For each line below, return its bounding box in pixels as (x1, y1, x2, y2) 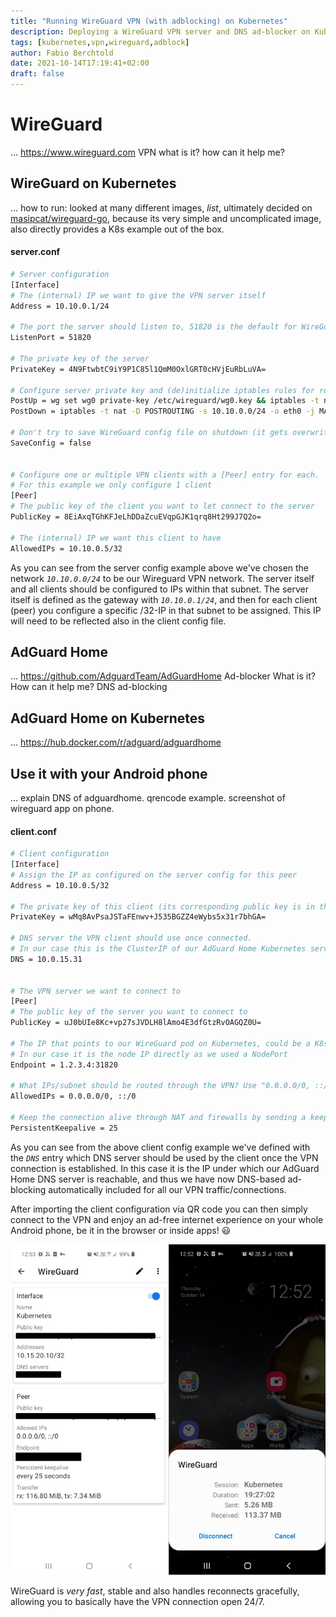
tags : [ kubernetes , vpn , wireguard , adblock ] (10, 37, 190, 47)
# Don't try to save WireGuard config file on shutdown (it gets (10, 428, 288, 438)
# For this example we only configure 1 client (10, 480, 213, 490)
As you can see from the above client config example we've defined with (10, 1141, 311, 1153)
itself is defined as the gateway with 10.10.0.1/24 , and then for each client (10, 593, 318, 605)
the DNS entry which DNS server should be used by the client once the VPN (10, 1151, 319, 1164)
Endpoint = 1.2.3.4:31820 (10, 1060, 118, 1070)
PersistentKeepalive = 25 (10, 1123, 118, 1133)
